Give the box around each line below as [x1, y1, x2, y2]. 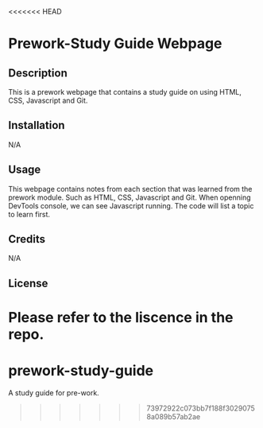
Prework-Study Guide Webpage [8, 35, 222, 53]
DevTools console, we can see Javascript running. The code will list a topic [8, 200, 254, 210]
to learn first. [8, 209, 50, 219]
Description [8, 66, 68, 80]
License [8, 276, 48, 290]
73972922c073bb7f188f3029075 [146, 403, 256, 413]
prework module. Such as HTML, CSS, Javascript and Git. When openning [8, 193, 252, 202]
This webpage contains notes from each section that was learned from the [8, 184, 253, 193]
